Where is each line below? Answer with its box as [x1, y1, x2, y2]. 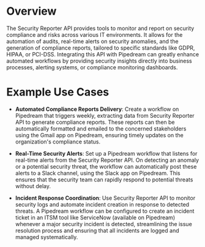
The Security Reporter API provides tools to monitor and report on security [6, 25, 195, 32]
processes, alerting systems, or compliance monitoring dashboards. [6, 63, 178, 71]
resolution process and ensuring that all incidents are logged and [15, 227, 179, 234]
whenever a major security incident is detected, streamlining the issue [15, 220, 193, 227]
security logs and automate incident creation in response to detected [15, 200, 190, 208]
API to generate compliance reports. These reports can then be [15, 118, 175, 126]
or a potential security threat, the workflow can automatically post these [15, 162, 197, 170]
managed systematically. [15, 233, 78, 240]
